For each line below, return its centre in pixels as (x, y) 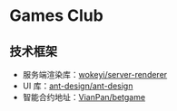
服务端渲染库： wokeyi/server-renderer (95, 74)
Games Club (57, 16)
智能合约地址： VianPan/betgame (84, 97)
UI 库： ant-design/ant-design (78, 86)
